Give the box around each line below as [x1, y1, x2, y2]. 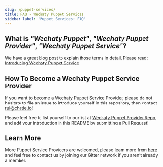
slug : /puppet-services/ [5, 7, 56, 12]
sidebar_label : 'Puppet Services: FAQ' [5, 16, 86, 21]
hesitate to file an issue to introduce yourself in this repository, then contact [5, 100, 157, 105]
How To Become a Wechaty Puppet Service [5, 74, 140, 83]
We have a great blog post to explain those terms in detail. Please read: [5, 55, 148, 61]
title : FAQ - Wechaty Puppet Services [5, 12, 84, 17]
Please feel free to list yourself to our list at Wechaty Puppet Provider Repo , [5, 115, 157, 120]
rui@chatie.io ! [5, 105, 33, 111]
